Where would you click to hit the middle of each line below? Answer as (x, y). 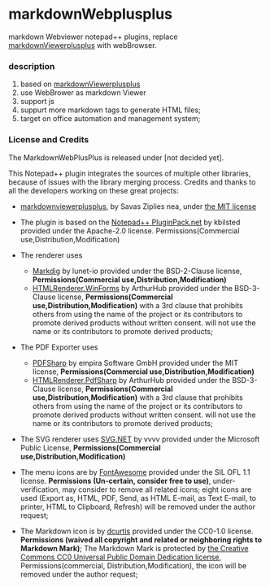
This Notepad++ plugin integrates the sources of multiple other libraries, (130, 173)
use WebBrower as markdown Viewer (83, 93)
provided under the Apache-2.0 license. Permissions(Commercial (130, 230)
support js (37, 102)
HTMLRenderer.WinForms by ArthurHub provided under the (133, 288)
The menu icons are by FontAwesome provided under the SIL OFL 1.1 (135, 472)
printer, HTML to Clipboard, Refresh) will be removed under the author (138, 507)
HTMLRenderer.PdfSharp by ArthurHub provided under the (131, 380)
